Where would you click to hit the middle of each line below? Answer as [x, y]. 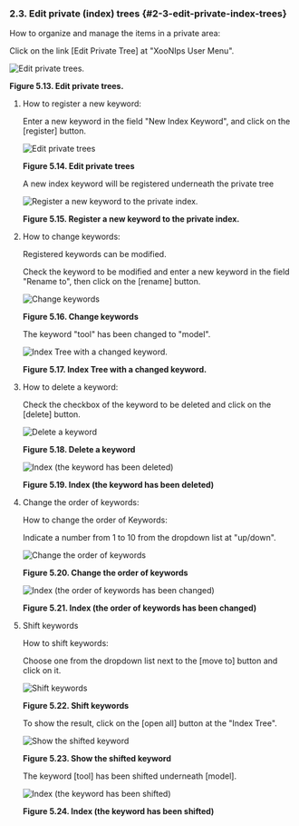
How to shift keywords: [65, 643]
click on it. [42, 671]
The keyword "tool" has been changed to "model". [116, 334]
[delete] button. [52, 414]
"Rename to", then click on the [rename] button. [111, 282]
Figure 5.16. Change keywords [80, 317]
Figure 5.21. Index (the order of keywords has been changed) [140, 608]
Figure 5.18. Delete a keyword [79, 450]
